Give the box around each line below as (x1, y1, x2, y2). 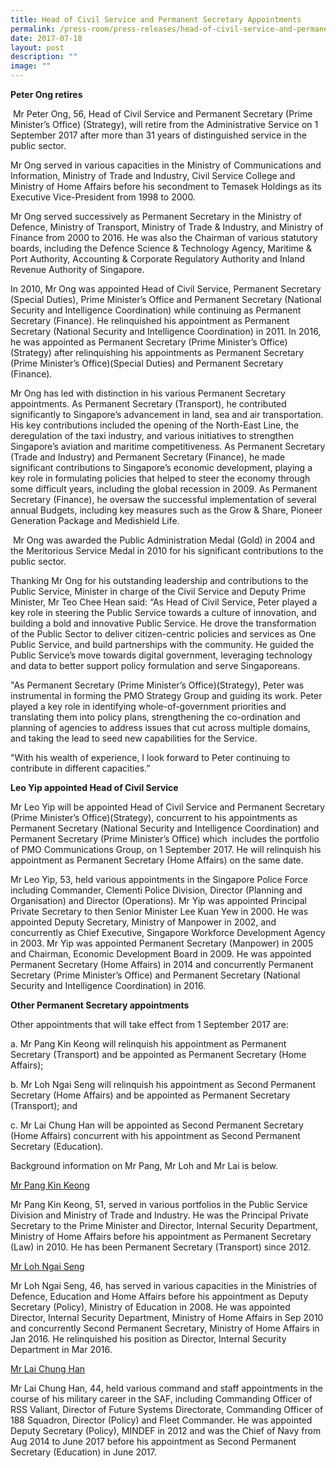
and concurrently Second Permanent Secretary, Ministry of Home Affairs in (10, 1322, 320, 1334)
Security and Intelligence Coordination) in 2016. (10, 980, 207, 991)
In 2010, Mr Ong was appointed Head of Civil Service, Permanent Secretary (10, 283, 322, 295)
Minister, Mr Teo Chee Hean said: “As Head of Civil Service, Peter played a (10, 596, 318, 608)
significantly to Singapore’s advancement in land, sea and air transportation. (10, 409, 324, 420)
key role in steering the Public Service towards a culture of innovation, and (10, 607, 317, 618)
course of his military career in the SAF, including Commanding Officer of (10, 1393, 313, 1405)
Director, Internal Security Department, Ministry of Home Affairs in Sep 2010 (10, 1312, 324, 1323)
